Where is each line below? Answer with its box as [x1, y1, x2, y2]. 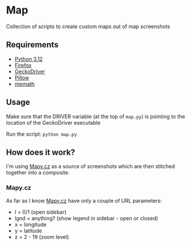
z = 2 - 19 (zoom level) [14, 233, 69, 240]
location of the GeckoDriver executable [6, 119, 101, 126]
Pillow [14, 74, 29, 81]
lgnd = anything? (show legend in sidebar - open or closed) [14, 214, 158, 221]
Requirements [6, 40, 59, 50]
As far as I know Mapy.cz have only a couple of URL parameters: [6, 197, 162, 204]
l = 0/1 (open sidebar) [14, 209, 67, 216]
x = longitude [14, 221, 47, 228]
